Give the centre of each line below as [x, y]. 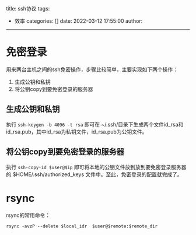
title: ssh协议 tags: [28, 8]
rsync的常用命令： [28, 215]
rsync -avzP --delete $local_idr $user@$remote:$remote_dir [82, 226]
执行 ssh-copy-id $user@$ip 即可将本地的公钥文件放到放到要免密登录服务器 [96, 167]
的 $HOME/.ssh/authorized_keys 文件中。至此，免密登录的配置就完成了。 [94, 174]
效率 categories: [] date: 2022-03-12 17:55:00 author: [78, 21]
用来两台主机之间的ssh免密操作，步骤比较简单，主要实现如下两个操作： [92, 69]
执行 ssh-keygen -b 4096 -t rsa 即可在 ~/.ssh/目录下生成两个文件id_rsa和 [95, 124]
